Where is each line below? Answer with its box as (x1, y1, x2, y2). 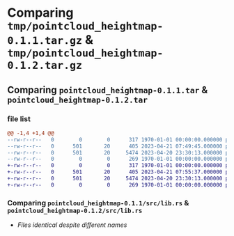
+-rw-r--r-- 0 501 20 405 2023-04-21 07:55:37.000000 (7, 168, 223, 175)
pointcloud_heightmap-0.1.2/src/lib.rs (7, 207, 143, 214)
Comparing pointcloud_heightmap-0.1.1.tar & (7, 84, 208, 95)
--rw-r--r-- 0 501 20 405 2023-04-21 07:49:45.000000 (7, 143, 223, 150)
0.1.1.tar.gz (7, 34, 82, 47)
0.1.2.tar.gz (7, 59, 82, 72)
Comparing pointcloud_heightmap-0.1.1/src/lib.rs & (7, 198, 189, 207)
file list (7, 113, 31, 123)
